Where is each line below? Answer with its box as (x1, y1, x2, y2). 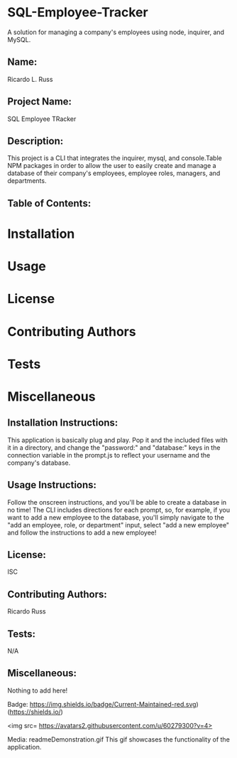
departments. (7, 177, 47, 185)
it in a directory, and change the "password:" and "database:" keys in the (7, 443, 221, 452)
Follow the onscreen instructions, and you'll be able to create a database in (7, 498, 227, 506)
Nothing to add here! (7, 686, 68, 695)
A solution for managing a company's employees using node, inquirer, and (7, 28, 225, 36)
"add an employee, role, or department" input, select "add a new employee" (7, 520, 229, 529)
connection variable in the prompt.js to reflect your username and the (7, 451, 211, 459)
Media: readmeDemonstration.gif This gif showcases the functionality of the (7, 735, 231, 744)
